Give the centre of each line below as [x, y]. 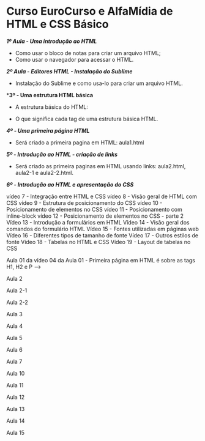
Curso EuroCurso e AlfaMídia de [90, 11]
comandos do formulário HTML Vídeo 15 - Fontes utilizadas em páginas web [102, 229]
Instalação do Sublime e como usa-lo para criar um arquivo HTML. [99, 83]
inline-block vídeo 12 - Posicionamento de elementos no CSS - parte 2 [95, 216]
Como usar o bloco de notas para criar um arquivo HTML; [88, 53]
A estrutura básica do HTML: [52, 107]
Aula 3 [14, 314]
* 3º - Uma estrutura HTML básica [50, 95]
